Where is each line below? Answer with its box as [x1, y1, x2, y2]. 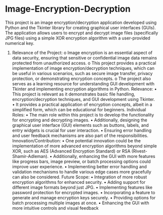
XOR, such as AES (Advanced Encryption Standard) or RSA [12, 148, 130, 154]
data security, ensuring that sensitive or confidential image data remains [12, 55, 157, 60]
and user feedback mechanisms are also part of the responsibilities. [12, 133, 148, 138]
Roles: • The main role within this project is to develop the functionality [12, 112, 154, 117]
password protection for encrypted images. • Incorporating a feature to [12, 189, 156, 195]
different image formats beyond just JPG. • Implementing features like [12, 184, 153, 190]
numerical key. [5, 40, 35, 46]
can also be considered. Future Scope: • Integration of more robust [12, 174, 147, 180]
